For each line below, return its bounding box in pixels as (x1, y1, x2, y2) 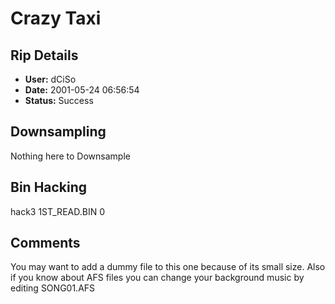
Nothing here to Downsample (10, 150, 131, 162)
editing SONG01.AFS (10, 282, 96, 294)
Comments (10, 235, 81, 252)
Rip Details (10, 47, 79, 64)
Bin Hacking (10, 179, 88, 196)
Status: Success (24, 95, 94, 106)
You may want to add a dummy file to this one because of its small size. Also (10, 261, 326, 273)
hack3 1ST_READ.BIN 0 (10, 205, 105, 217)
